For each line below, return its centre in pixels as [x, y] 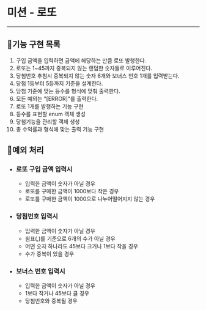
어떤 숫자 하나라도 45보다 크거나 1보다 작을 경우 [81, 246]
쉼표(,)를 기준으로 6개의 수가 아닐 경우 [70, 238]
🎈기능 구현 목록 [34, 44]
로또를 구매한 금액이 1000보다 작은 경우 [72, 191]
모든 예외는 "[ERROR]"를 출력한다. [57, 98]
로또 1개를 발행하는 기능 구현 [50, 106]
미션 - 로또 [32, 13]
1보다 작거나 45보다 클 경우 [57, 293]
